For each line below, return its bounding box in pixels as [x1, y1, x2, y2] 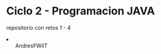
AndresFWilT [15, 42, 48, 49]
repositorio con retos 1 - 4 [6, 24, 71, 31]
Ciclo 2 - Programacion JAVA [6, 4, 156, 18]
